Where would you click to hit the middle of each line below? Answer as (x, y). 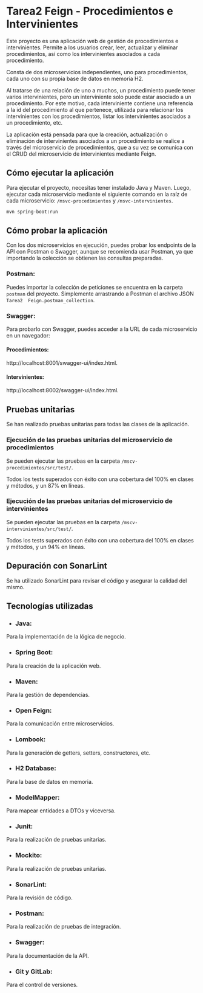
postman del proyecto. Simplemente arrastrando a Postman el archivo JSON (100, 294)
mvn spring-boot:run (32, 212)
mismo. (15, 587)
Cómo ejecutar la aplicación (60, 173)
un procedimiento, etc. (35, 122)
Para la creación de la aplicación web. (54, 666)
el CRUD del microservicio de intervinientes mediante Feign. (81, 154)
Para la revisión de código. (39, 898)
